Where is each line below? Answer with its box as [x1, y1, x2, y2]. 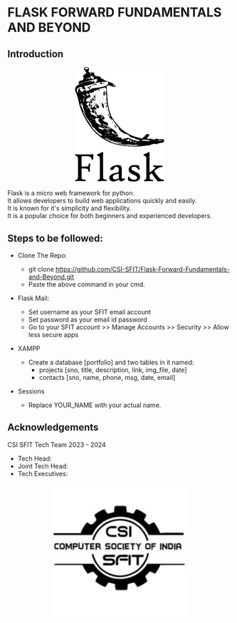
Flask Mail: [17, 294, 50, 303]
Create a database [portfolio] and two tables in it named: [28, 358, 194, 367]
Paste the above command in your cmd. [28, 280, 146, 289]
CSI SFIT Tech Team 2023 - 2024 [7, 440, 107, 449]
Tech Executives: [17, 469, 68, 478]
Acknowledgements [7, 421, 99, 433]
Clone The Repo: [17, 251, 68, 260]
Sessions [17, 387, 45, 396]
